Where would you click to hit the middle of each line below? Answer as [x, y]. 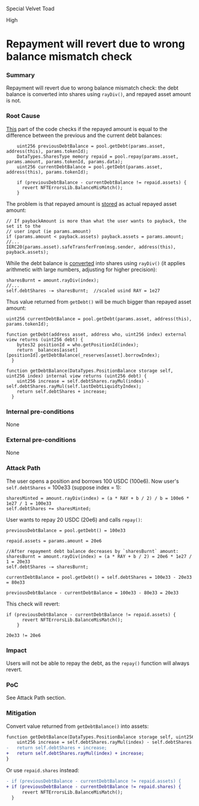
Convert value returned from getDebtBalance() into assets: [78, 726]
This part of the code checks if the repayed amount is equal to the [87, 129]
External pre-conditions [41, 440]
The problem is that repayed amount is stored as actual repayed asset [92, 203]
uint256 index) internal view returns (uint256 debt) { [76, 376]
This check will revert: [33, 604]
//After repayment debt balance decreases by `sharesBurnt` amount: [92, 551]
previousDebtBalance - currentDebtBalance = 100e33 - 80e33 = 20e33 [92, 592]
